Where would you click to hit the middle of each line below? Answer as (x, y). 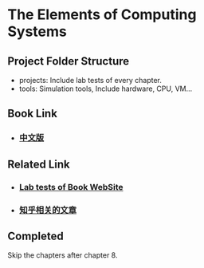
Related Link (39, 164)
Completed (36, 236)
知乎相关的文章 (48, 210)
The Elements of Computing (102, 15)
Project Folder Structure (69, 61)
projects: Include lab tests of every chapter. (90, 80)
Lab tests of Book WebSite (71, 187)
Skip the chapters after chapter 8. (63, 255)
